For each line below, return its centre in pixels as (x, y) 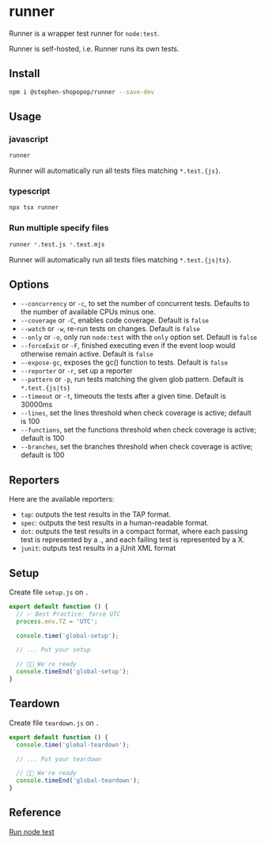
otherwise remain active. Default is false (87, 354)
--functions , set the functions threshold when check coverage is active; (138, 430)
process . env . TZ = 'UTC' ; (57, 621)
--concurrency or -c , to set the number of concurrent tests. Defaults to (135, 304)
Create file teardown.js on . (54, 723)
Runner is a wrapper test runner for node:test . (84, 33)
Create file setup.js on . (49, 592)
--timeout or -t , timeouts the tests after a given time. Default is (123, 396)
